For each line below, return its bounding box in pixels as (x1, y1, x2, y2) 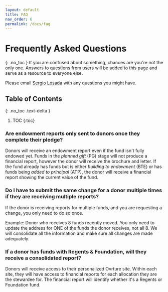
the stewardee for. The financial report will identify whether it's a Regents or (5, 276, 162, 282)
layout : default (5, 7, 39, 13)
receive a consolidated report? (5, 254, 82, 261)
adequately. (5, 235, 30, 241)
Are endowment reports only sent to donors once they (5, 130, 140, 137)
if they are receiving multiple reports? (5, 193, 99, 200)
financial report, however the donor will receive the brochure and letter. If (5, 159, 156, 165)
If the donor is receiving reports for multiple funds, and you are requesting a (5, 204, 162, 211)
